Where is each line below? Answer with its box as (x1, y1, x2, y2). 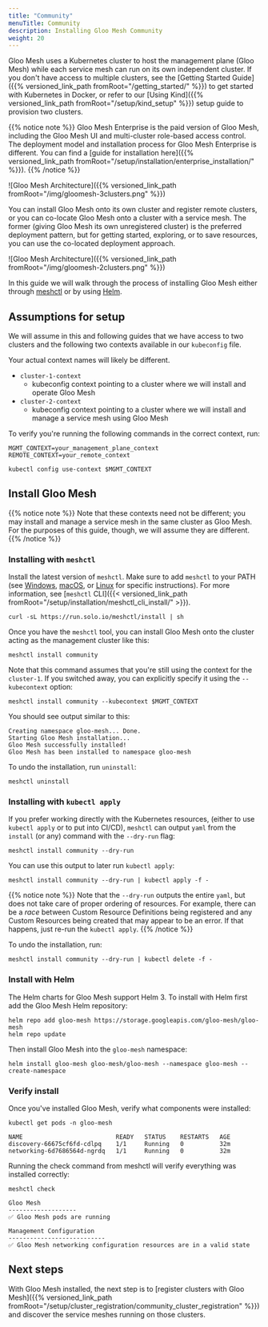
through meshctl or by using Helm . (8, 287, 122, 296)
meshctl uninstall (8, 778, 70, 786)
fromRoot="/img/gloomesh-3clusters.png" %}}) (8, 189, 166, 199)
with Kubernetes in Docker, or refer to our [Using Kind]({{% (8, 90, 204, 100)
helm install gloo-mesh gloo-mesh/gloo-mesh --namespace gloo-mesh (8, 1060, 238, 1068)
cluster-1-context (19, 372, 82, 380)
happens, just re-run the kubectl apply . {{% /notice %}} (8, 924, 194, 934)
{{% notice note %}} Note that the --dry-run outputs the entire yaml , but (8, 891, 246, 900)
